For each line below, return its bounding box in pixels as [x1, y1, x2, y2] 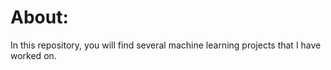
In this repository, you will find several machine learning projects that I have [10, 39, 322, 51]
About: [10, 6, 69, 29]
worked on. [10, 49, 57, 61]
